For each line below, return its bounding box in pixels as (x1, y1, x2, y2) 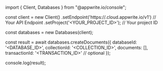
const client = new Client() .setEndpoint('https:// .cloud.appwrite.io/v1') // (5, 14, 156, 20)
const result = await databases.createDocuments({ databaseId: (5, 39, 137, 45)
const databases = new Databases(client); (5, 29, 94, 35)
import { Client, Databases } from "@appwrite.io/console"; (5, 5, 127, 10)
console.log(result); (5, 60, 46, 65)
